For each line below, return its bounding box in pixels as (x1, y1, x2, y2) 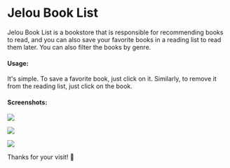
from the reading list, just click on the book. (7, 82, 133, 90)
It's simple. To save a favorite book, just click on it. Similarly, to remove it (7, 75, 217, 83)
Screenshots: (7, 98, 48, 106)
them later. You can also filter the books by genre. (7, 43, 151, 51)
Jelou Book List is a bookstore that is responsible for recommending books (7, 28, 224, 36)
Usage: (7, 59, 29, 67)
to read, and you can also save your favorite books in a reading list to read (7, 35, 222, 43)
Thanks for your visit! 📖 (7, 153, 75, 162)
